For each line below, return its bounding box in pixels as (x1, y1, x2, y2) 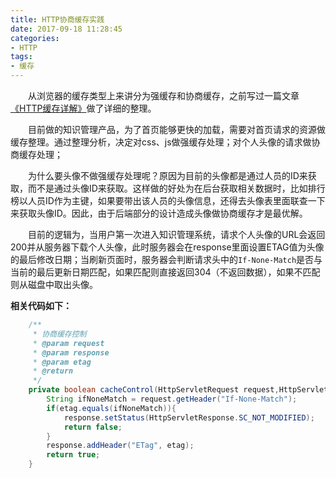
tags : (10, 52, 33, 62)
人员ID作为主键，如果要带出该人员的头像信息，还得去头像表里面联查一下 (27, 195, 326, 206)
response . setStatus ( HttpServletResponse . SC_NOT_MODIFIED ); (63, 412, 315, 423)
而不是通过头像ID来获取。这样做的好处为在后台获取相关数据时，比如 (27, 182, 308, 194)
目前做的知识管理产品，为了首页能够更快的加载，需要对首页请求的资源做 (28, 124, 326, 135)
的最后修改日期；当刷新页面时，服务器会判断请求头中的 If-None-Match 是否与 (10, 254, 323, 265)
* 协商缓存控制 (32, 329, 87, 339)
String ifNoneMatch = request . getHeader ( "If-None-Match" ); (46, 394, 298, 404)
